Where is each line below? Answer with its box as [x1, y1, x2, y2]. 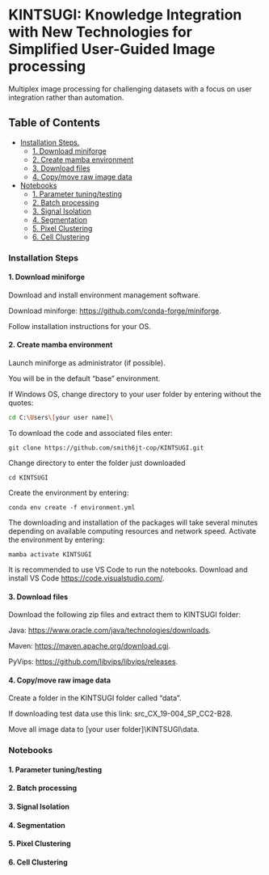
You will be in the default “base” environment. [8, 374, 161, 383]
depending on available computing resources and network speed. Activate [8, 526, 257, 535]
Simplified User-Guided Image [8, 40, 216, 58]
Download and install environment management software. [8, 290, 200, 300]
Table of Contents [8, 116, 101, 130]
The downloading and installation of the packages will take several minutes [8, 518, 258, 527]
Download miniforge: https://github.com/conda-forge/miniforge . [8, 306, 222, 315]
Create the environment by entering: [8, 488, 129, 497]
